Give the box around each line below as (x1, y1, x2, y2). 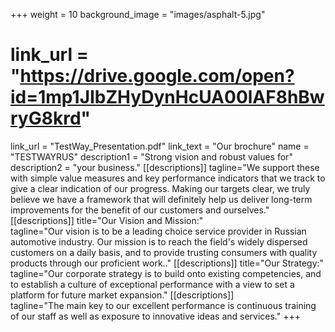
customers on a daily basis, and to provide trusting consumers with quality (10, 246, 318, 258)
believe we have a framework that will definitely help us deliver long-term (10, 193, 313, 205)
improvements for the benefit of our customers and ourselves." (10, 204, 270, 216)
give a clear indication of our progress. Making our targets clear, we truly (10, 182, 311, 194)
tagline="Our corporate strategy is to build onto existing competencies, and (10, 267, 322, 279)
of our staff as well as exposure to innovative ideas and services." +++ (10, 310, 302, 322)
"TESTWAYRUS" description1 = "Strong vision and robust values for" (10, 150, 293, 163)
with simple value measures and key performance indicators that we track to (10, 172, 326, 184)
